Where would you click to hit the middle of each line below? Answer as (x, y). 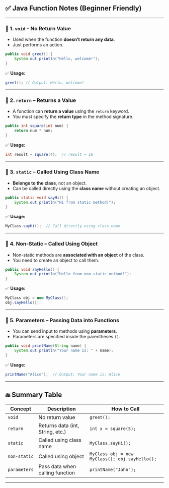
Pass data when (57, 467)
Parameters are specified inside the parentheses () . (66, 337)
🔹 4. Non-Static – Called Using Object (52, 244)
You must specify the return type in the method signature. (73, 116)
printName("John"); (113, 470)
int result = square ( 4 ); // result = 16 (49, 154)
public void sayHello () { (32, 269)
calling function (57, 473)
